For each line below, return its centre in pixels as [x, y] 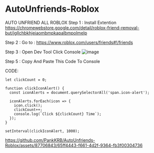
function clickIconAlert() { [35, 88]
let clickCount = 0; [26, 80]
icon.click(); [28, 105]
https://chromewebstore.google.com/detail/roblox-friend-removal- [72, 27]
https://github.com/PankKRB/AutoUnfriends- [50, 140]
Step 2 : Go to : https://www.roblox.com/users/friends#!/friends [69, 42]
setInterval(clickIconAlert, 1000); [42, 131]
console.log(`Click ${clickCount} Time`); [58, 114]
